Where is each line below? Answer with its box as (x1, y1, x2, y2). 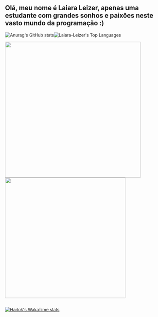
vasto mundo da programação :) (5, 19, 105, 27)
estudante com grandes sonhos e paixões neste (5, 12, 154, 20)
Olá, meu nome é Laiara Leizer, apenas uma (5, 4, 139, 12)
